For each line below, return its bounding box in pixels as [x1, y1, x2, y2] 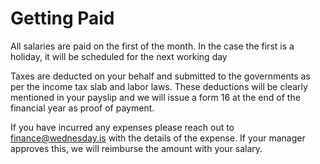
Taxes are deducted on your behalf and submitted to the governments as [10, 70, 311, 82]
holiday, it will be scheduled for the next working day [10, 50, 228, 62]
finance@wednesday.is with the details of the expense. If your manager [10, 132, 306, 144]
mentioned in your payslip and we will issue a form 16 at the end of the [10, 91, 301, 103]
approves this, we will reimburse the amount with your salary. [10, 142, 263, 154]
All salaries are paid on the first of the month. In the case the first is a [10, 40, 295, 52]
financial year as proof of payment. [10, 102, 155, 114]
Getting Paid [10, 7, 115, 30]
